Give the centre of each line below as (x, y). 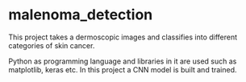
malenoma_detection (81, 15)
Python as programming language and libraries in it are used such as (123, 61)
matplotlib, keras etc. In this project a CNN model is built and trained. (123, 69)
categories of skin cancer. (52, 45)
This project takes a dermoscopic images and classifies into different (123, 37)
